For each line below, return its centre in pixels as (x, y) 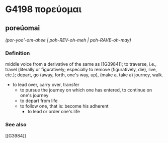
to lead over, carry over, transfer (46, 85)
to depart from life (39, 101)
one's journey (34, 96)
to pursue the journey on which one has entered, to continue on (86, 90)
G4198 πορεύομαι (44, 9)
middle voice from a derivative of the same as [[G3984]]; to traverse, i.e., (81, 64)
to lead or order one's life (54, 112)
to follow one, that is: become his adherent (64, 106)
